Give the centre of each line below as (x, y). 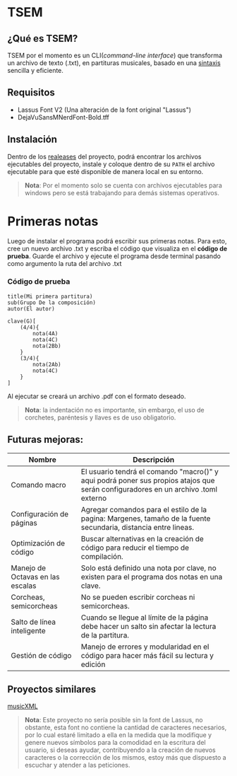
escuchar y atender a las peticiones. (77, 765)
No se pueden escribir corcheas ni (138, 597)
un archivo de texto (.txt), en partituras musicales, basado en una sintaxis (114, 63)
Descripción (154, 459)
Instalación (32, 140)
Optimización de (38, 543)
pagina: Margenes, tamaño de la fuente (146, 519)
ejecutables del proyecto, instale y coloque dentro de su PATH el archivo (111, 164)
